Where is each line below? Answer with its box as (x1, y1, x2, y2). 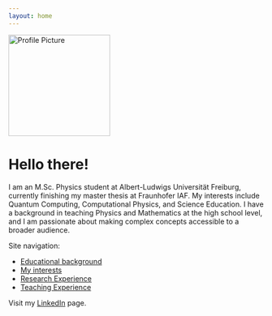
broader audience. (8, 224, 71, 235)
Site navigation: (8, 241, 61, 250)
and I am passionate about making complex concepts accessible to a (8, 216, 240, 226)
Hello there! (8, 155, 89, 173)
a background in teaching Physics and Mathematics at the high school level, (8, 207, 263, 217)
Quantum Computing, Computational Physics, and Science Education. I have (8, 199, 264, 209)
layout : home (8, 11, 53, 20)
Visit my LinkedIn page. (8, 297, 87, 308)
